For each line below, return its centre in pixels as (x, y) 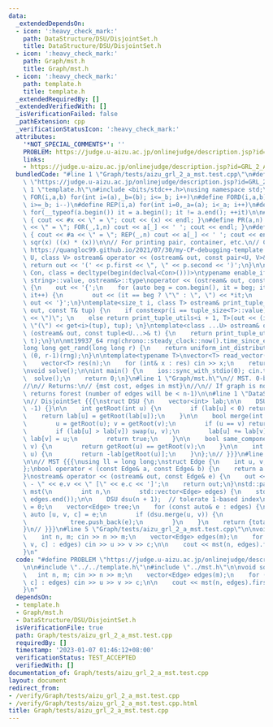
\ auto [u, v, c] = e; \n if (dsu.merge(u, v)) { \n (123, 514)
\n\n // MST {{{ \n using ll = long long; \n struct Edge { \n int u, (139, 461)
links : (34, 159)
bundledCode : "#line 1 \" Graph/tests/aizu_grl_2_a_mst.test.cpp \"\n (134, 175)
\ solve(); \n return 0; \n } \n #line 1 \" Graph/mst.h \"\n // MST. (138, 379)
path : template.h (52, 84)
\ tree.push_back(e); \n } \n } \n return (134, 522)
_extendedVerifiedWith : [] (61, 106)
